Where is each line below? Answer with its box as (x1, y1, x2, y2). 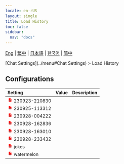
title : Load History (5, 19, 49, 24)
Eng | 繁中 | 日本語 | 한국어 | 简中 (5, 50, 73, 56)
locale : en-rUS (5, 8, 37, 13)
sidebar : (5, 29, 24, 35)
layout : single (5, 13, 37, 19)
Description (72, 90, 98, 96)
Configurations (5, 75, 54, 84)
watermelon (13, 151, 39, 157)
